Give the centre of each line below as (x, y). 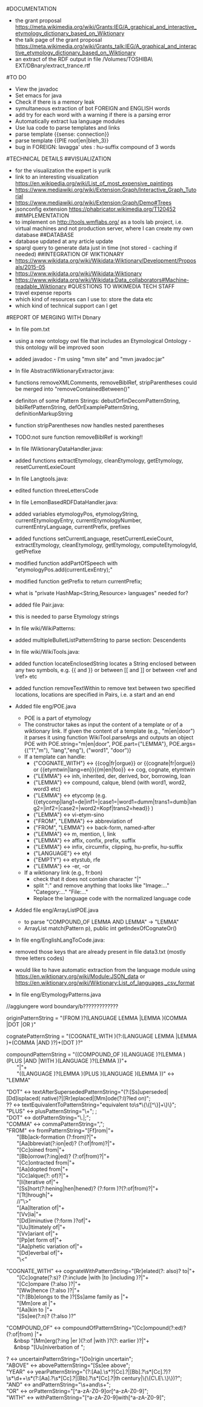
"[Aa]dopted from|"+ (42, 1169)
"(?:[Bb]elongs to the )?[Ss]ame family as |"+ (73, 1297)
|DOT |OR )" (21, 1024)
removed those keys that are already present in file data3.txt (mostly (100, 952)
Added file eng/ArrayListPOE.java (57, 910)
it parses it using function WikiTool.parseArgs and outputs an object (109, 737)
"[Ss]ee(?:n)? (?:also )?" (46, 1316)
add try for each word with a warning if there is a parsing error (93, 115)
